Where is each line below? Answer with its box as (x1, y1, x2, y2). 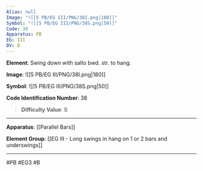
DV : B (6, 43, 20, 49)
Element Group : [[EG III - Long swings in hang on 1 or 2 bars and (6, 135, 167, 142)
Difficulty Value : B (21, 106, 68, 113)
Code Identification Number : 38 (6, 94, 88, 102)
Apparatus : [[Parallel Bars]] (6, 123, 76, 131)
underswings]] (6, 141, 43, 149)
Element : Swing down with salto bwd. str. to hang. (6, 59, 132, 66)
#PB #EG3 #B (6, 158, 40, 166)
